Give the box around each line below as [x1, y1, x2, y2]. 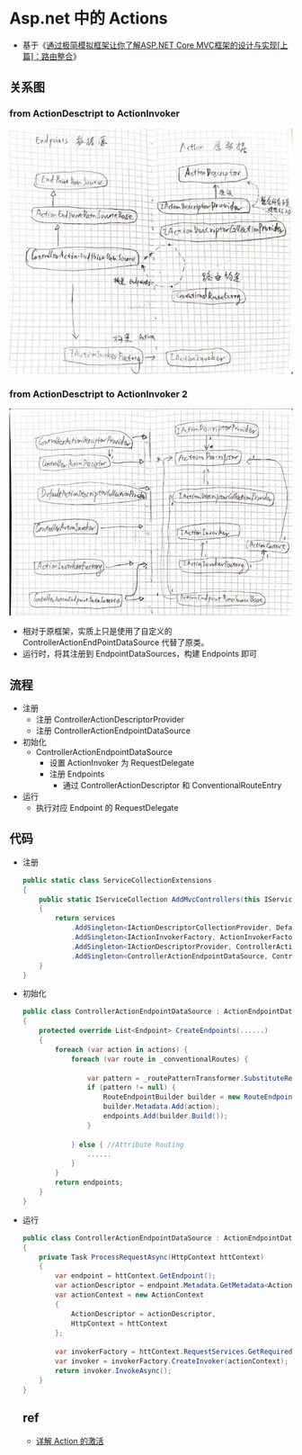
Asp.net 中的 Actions [9, 8, 168, 29]
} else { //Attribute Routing [70, 1140, 184, 1149]
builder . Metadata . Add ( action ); [102, 1102, 220, 1111]
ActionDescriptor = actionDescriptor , [70, 1309, 217, 1318]
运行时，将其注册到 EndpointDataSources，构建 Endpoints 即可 [22, 649, 258, 660]
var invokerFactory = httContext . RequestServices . [55, 1347, 249, 1357]
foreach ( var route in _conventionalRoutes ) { [70, 1055, 249, 1064]
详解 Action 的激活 [35, 1435, 104, 1446]
